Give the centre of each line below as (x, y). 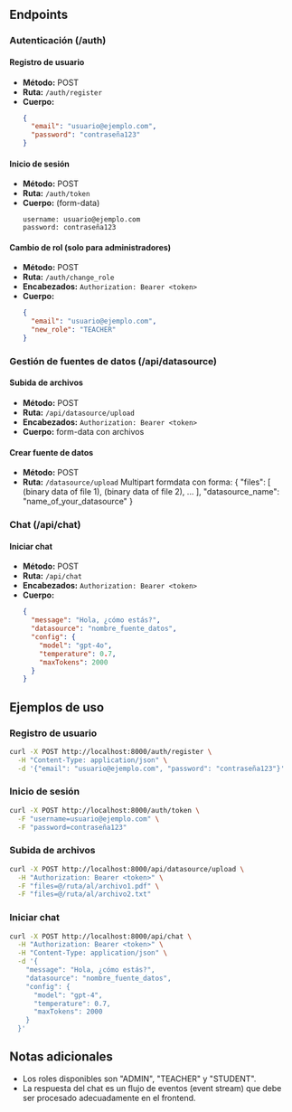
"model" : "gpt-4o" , (76, 646)
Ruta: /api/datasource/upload (79, 413)
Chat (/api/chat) (45, 525)
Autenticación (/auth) (58, 41)
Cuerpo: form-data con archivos (83, 432)
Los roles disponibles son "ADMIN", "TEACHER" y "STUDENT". (139, 1079)
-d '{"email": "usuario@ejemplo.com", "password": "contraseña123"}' (151, 768)
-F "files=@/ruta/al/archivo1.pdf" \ (89, 886)
